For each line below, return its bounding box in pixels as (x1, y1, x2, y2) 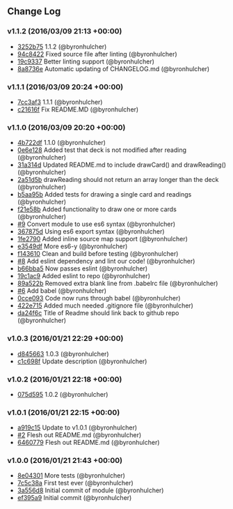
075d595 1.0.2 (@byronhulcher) (17, 390, 109, 398)
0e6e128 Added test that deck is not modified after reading (17, 146, 186, 154)
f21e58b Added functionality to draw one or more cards (17, 205, 177, 213)
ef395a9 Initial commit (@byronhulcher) (17, 494, 132, 502)
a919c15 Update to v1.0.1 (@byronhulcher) (17, 423, 138, 432)
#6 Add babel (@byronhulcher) (17, 287, 106, 295)
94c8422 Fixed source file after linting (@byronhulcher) (17, 50, 177, 58)
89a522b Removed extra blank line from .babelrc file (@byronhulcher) (17, 279, 218, 288)
